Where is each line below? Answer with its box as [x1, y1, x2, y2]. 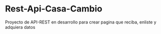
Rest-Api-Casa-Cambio [5, 3, 102, 14]
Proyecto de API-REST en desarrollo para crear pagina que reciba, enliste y [5, 19, 157, 25]
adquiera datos [5, 24, 36, 30]
